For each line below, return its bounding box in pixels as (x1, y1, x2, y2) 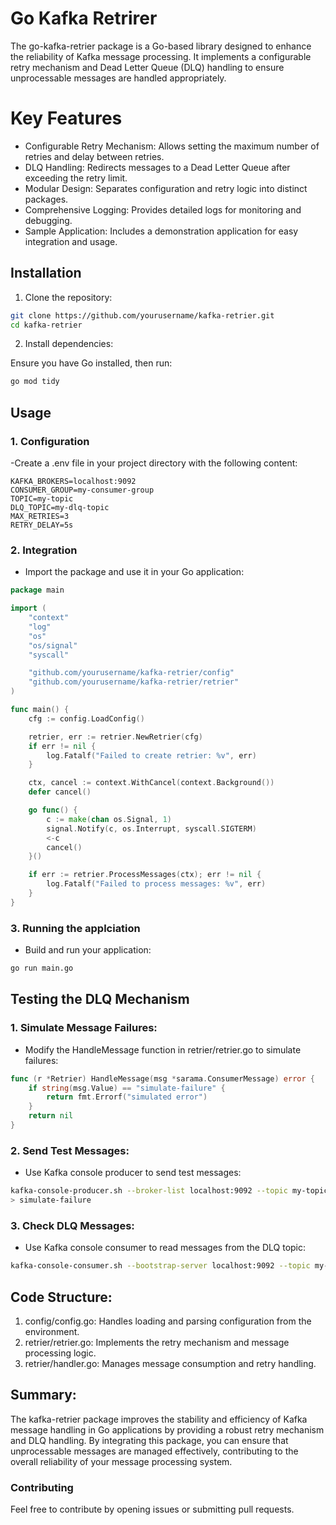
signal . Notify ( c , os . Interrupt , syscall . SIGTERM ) (46, 823, 257, 834)
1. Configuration (10, 434, 90, 448)
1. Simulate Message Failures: (10, 1021, 158, 1035)
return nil (28, 1111, 74, 1121)
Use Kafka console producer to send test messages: (24, 1167, 242, 1179)
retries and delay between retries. (24, 150, 165, 162)
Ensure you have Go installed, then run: (10, 357, 173, 369)
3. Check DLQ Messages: (10, 1218, 135, 1232)
